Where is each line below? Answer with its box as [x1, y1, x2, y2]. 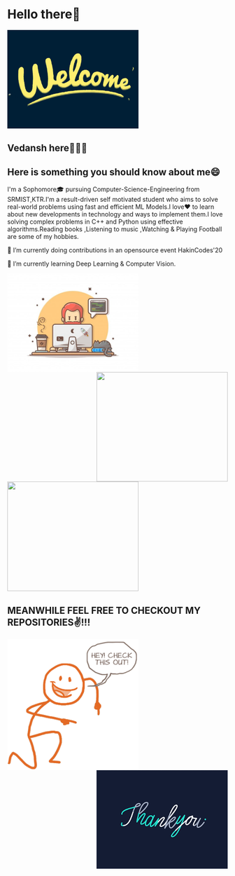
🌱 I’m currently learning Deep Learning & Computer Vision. [7, 259, 176, 268]
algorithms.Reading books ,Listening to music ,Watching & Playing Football [7, 225, 222, 233]
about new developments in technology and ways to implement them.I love [7, 210, 223, 219]
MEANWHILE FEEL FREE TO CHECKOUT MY [7, 605, 201, 617]
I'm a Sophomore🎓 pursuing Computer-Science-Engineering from [7, 185, 200, 193]
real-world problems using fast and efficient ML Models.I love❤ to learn [7, 203, 215, 211]
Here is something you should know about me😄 [7, 166, 220, 178]
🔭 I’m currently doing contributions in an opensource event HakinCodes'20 [7, 246, 223, 254]
